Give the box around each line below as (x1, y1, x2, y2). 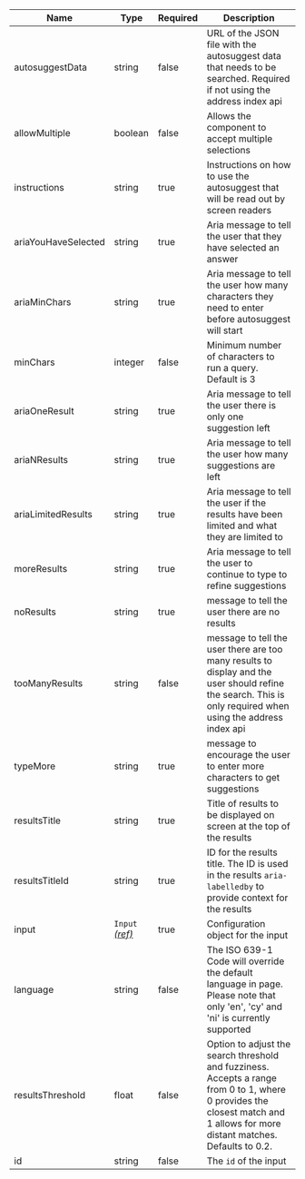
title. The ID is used (206, 858, 289, 870)
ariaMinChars (14, 296, 72, 308)
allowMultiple (14, 127, 71, 139)
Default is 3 (206, 373, 256, 385)
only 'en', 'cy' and (206, 1000, 283, 1013)
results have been (206, 508, 283, 520)
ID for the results (206, 846, 279, 859)
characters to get (206, 771, 280, 783)
